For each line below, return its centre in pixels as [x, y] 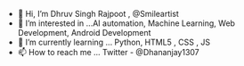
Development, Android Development [84, 33]
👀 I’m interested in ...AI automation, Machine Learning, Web [126, 23]
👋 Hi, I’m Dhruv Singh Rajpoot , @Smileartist [98, 14]
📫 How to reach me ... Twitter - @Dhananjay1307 [109, 52]
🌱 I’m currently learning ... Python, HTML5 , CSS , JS [114, 42]
